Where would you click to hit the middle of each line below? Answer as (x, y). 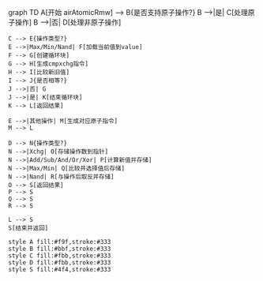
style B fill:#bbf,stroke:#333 (60, 249)
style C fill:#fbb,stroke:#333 (60, 256)
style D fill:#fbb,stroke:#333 (60, 263)
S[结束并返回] (28, 228)
